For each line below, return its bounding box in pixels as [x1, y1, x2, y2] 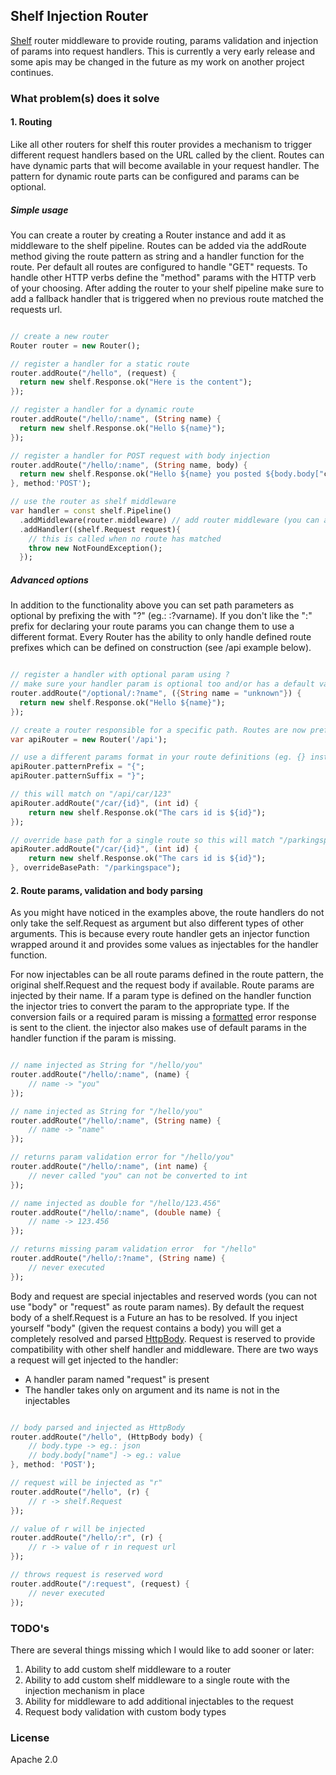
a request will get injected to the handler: [10, 1354, 179, 1366]
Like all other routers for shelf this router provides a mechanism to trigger [10, 138, 313, 150]
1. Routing [10, 116, 53, 128]
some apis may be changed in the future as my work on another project [10, 55, 305, 68]
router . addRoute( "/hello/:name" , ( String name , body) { [10, 460, 248, 470]
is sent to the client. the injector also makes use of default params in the [10, 1022, 307, 1034]
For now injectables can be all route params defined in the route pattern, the [10, 969, 324, 981]
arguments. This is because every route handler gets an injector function [10, 928, 310, 940]
